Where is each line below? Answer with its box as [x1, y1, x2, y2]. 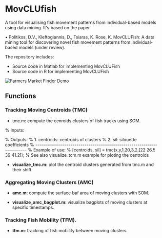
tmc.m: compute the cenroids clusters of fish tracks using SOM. [12, 118, 141, 124]
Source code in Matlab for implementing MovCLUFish [12, 63, 121, 69]
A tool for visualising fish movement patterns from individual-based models [5, 19, 157, 25]
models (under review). [19, 44, 66, 50]
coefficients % [5, 142, 35, 147]
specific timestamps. [12, 204, 55, 210]
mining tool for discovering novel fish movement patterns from [5, 39, 131, 45]
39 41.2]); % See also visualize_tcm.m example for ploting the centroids [5, 152, 149, 158]
